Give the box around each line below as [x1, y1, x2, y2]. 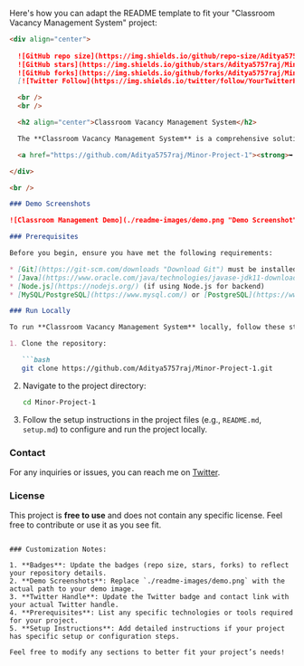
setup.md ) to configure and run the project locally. [22, 423, 208, 434]
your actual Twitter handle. [9, 601, 119, 610]
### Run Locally [9, 307, 71, 316]
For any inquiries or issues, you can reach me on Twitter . [9, 466, 221, 478]
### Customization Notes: [9, 545, 107, 555]
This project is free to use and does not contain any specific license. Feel [9, 510, 283, 521]
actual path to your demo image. [9, 585, 136, 594]
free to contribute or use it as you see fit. [9, 519, 162, 530]
